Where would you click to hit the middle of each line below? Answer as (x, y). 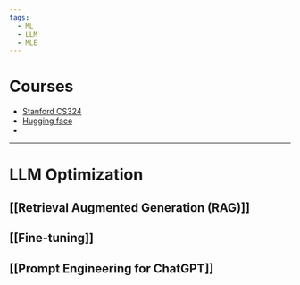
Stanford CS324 (52, 112)
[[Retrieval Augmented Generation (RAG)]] (129, 208)
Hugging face (47, 121)
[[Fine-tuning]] (51, 238)
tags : (19, 17)
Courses (42, 87)
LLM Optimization (76, 175)
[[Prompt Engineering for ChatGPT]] (112, 268)
